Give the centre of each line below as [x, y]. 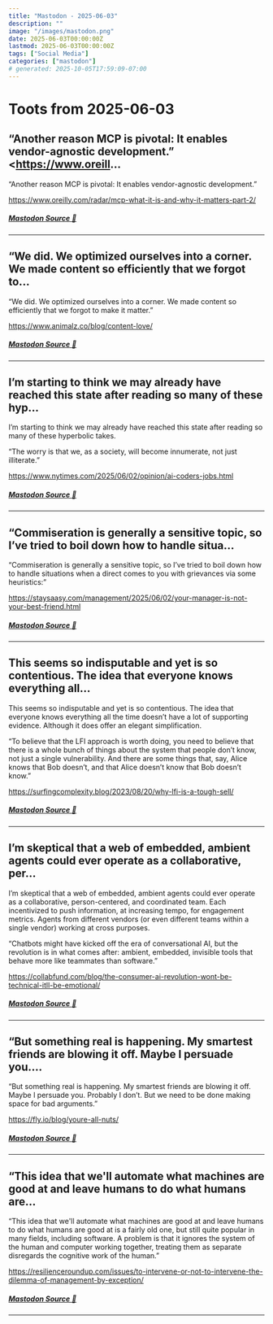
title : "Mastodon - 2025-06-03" [63, 16]
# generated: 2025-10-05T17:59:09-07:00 [78, 69]
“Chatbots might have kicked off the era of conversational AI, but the [123, 943]
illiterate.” [24, 460]
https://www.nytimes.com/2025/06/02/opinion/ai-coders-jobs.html [121, 476]
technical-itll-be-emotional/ [54, 985]
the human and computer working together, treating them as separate [125, 1247]
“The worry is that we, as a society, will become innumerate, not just [123, 451]
